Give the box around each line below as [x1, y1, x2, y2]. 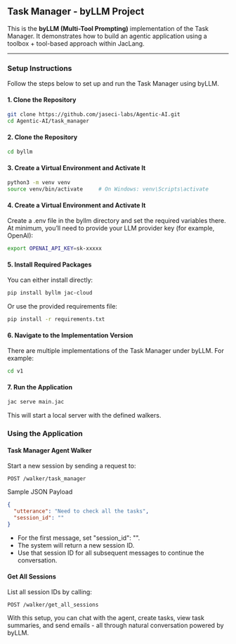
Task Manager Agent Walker [7, 446, 92, 454]
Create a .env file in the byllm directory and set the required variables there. [7, 217, 226, 225]
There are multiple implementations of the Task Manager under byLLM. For [7, 347, 225, 355]
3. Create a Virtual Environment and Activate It [7, 163, 146, 172]
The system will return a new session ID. [17, 541, 135, 549]
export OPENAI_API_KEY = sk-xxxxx [7, 245, 102, 252]
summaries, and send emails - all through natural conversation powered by [7, 622, 224, 630]
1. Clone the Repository [7, 95, 77, 104]
